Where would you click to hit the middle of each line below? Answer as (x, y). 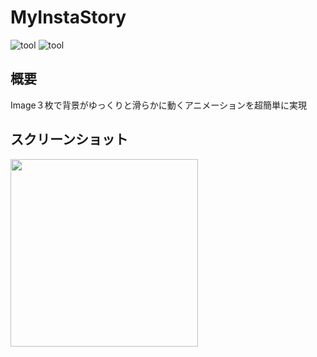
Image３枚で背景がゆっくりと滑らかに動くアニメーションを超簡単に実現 (159, 105)
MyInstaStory (68, 17)
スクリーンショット (69, 139)
